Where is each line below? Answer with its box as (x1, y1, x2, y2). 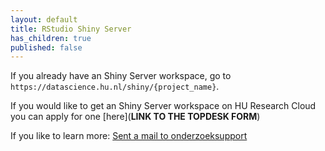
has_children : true (10, 33, 92, 43)
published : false (10, 42, 83, 53)
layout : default (10, 14, 78, 25)
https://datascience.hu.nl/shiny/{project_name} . (10, 81, 220, 93)
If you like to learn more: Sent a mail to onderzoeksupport (10, 130, 248, 142)
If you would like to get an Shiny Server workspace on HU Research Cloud (10, 100, 317, 112)
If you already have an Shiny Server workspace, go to (10, 70, 232, 82)
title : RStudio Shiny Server (10, 24, 132, 34)
